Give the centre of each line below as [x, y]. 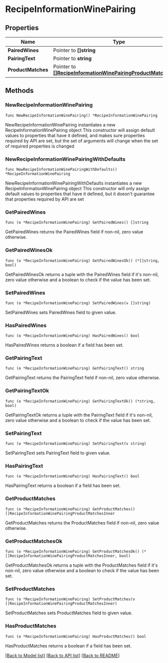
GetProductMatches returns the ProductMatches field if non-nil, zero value [82, 522]
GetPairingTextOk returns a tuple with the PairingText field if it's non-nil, [79, 415]
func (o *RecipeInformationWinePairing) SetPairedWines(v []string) [78, 303]
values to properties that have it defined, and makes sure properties [75, 135]
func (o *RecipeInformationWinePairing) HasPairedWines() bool [72, 336]
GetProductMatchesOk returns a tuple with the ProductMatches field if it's [81, 565]
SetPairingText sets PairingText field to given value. [58, 453]
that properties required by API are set [44, 199]
